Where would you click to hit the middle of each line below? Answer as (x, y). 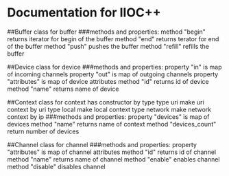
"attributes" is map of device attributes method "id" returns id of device (108, 81)
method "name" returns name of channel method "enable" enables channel (114, 159)
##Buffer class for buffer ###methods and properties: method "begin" (106, 32)
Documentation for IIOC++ (84, 13)
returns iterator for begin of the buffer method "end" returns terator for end (113, 38)
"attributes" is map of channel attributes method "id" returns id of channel (112, 152)
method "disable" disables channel (56, 166)
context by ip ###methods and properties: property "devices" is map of (108, 117)
